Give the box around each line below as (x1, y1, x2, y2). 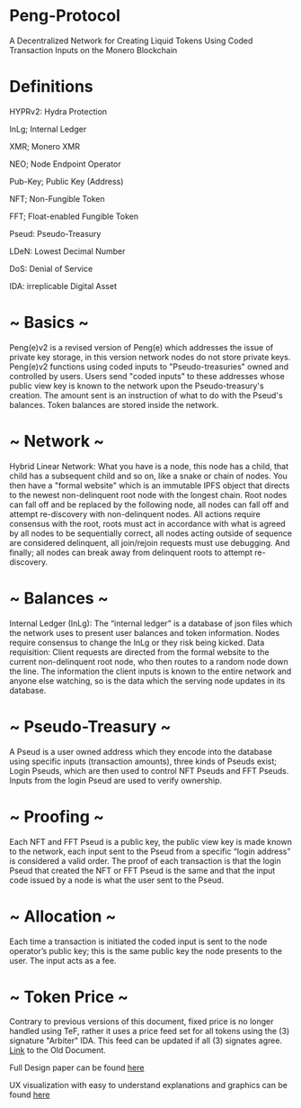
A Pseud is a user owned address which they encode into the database (9, 746, 272, 757)
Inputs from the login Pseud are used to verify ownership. (9, 775, 223, 786)
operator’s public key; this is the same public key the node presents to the (9, 945, 283, 956)
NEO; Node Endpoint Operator (9, 159, 121, 169)
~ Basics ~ (9, 313, 90, 333)
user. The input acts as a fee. (9, 955, 117, 966)
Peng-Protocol (9, 5, 121, 26)
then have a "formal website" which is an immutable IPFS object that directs (9, 479, 290, 491)
